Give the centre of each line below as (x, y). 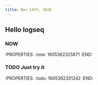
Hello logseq (25, 30)
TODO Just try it (25, 67)
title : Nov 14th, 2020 (28, 10)
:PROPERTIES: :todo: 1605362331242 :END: (49, 78)
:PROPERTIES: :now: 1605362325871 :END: (49, 54)
